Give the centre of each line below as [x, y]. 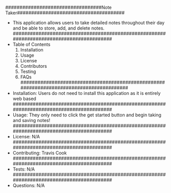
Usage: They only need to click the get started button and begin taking [87, 115]
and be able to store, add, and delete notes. [58, 28]
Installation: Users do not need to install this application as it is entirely [87, 93]
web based [25, 99]
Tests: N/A [24, 169]
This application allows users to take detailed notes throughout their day [89, 23]
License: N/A [26, 137]
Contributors [34, 66]
